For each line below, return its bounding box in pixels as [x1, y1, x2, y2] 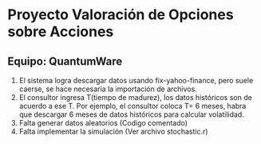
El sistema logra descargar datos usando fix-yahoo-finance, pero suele [18, 76, 254, 85]
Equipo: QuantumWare [7, 54, 123, 68]
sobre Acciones [7, 22, 114, 41]
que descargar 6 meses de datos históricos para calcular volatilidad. [18, 110, 244, 119]
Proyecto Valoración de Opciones [7, 6, 234, 24]
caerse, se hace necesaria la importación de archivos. [18, 84, 197, 94]
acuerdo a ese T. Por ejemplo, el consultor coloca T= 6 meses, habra [18, 102, 247, 110]
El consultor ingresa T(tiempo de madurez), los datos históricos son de [18, 93, 252, 102]
